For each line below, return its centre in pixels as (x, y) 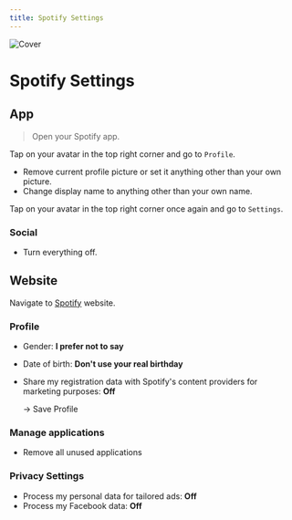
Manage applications (57, 432)
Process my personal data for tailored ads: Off (109, 496)
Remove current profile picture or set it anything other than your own (152, 172)
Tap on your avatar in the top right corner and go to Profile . (122, 154)
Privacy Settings (47, 476)
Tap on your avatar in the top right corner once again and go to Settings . (146, 208)
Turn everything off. (60, 252)
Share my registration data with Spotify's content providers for (140, 382)
